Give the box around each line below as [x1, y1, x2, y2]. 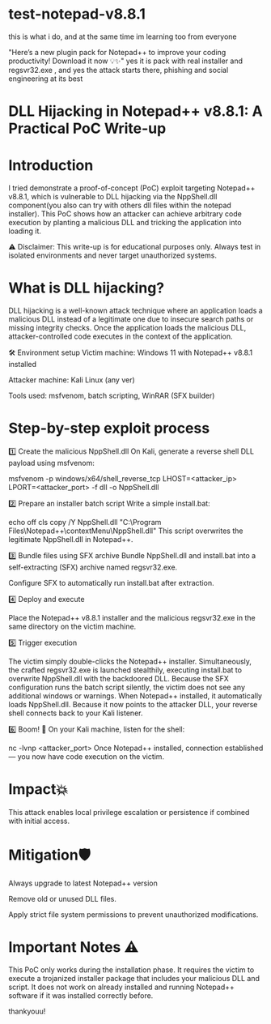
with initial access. [8, 816, 70, 826]
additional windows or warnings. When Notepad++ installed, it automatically [8, 690, 263, 701]
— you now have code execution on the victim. [8, 751, 164, 762]
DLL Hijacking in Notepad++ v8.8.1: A [8, 102, 263, 121]
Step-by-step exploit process [8, 419, 210, 437]
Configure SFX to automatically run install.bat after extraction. [8, 578, 214, 587]
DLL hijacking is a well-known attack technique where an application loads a [8, 305, 263, 315]
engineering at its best [8, 74, 83, 83]
